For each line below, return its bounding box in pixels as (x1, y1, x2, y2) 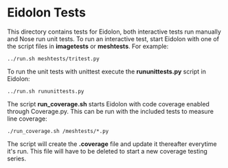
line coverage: (7, 115, 47, 123)
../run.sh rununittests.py (7, 88, 84, 95)
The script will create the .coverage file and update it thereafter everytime (7, 139, 218, 148)
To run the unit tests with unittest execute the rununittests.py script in (7, 67, 206, 75)
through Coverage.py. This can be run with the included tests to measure (7, 107, 214, 115)
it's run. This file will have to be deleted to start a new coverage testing (7, 147, 207, 155)
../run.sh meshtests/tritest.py (7, 55, 100, 62)
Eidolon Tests (7, 5, 86, 21)
